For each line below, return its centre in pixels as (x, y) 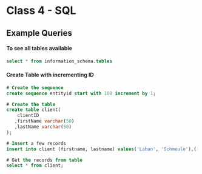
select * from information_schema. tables (59, 61)
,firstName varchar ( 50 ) (44, 121)
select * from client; (35, 166)
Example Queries (39, 33)
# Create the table (31, 104)
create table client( (34, 110)
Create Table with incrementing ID (50, 75)
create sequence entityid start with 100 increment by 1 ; (81, 93)
